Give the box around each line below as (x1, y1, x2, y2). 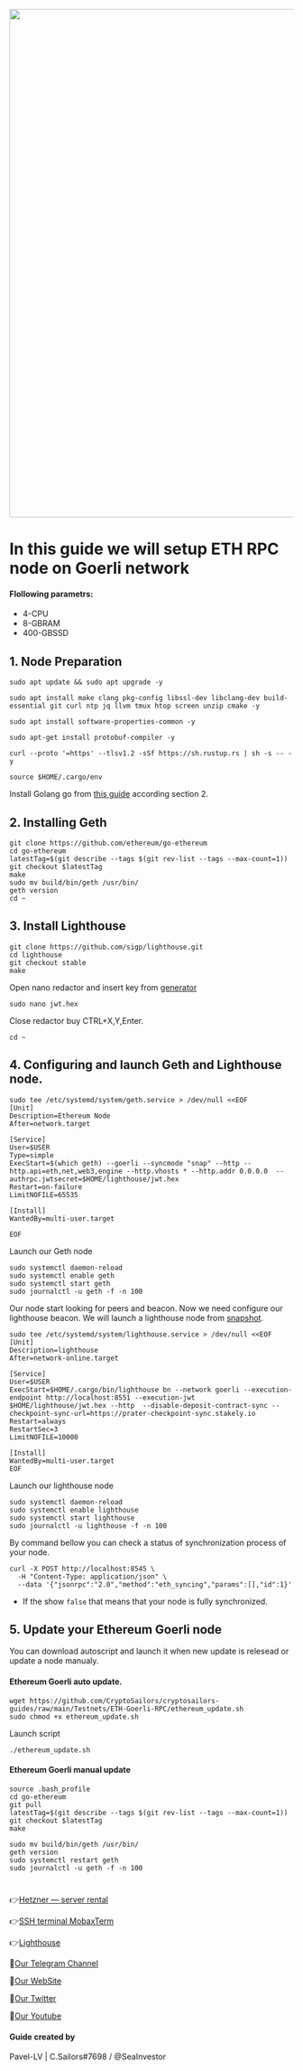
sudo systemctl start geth (9, 1279, 111, 1288)
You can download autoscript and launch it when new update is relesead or (9, 1645, 289, 1657)
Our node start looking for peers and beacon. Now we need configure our (9, 1302, 284, 1314)
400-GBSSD (22, 628, 69, 639)
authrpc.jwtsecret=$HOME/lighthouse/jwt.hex (9, 1175, 179, 1184)
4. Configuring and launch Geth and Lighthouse (9, 1057, 282, 1073)
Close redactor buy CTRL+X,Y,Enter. (9, 1015, 144, 1026)
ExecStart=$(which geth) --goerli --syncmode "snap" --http (9, 1158, 241, 1167)
